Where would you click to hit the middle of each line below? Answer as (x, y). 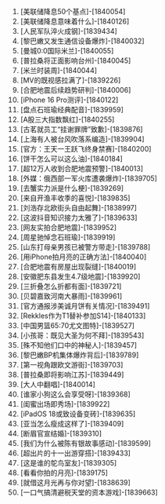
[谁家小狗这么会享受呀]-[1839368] (75, 394)
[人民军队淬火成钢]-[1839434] (69, 31)
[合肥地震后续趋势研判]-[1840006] (75, 90)
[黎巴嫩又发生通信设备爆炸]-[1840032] (82, 41)
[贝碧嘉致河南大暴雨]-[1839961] (71, 296)
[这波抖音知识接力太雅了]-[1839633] (79, 217)
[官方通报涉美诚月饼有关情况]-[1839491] (85, 306)
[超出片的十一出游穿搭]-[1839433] (75, 453)
